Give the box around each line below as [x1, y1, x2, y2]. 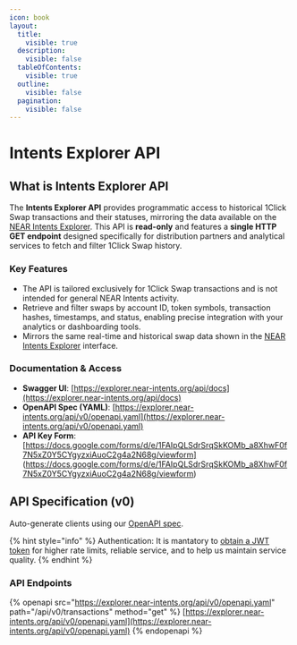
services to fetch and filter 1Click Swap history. [9, 241, 182, 251]
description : [17, 47, 66, 55]
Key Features [9, 263, 69, 276]
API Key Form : [21, 430, 76, 441]
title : [17, 30, 42, 38]
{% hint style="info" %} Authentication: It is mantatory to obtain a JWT [9, 535, 270, 546]
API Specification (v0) [9, 494, 135, 510]
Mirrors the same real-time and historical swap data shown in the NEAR [21, 330, 286, 341]
